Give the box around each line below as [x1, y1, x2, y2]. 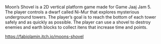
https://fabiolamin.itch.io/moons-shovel [5, 33, 84, 39]
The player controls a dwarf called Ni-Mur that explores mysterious [5, 9, 140, 15]
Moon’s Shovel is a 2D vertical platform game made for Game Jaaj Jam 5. [5, 4, 152, 10]
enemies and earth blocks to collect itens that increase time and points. [5, 24, 148, 30]
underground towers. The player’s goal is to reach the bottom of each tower [5, 14, 157, 20]
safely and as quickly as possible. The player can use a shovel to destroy [5, 19, 151, 25]
